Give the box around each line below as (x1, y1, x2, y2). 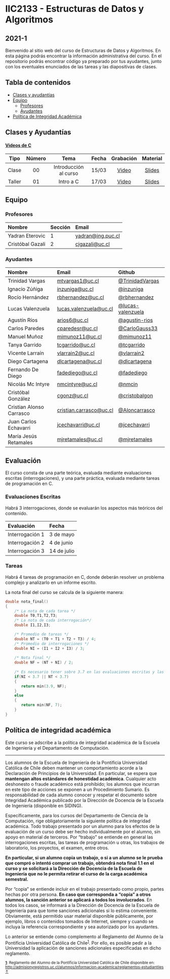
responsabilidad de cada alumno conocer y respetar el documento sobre (5, 792, 157, 798)
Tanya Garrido (8, 341, 42, 348)
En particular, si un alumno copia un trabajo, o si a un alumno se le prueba (5, 854, 163, 860)
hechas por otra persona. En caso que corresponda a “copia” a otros (5, 891, 151, 897)
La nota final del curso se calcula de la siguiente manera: (5, 589, 124, 595)
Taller (8, 178, 21, 185)
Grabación (111, 155, 138, 162)
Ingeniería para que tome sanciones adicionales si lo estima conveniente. (5, 907, 158, 914)
